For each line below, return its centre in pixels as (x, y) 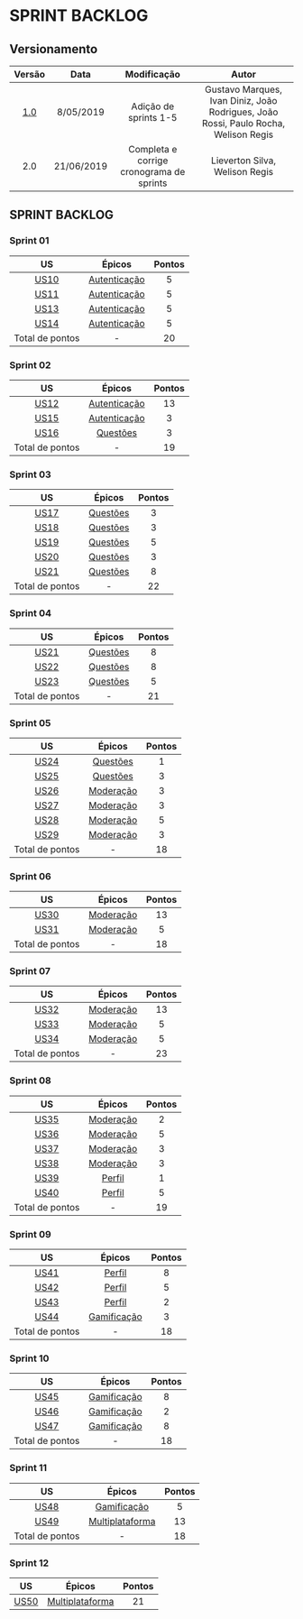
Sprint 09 (30, 1234)
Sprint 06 (30, 876)
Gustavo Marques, (243, 89)
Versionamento (54, 49)
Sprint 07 (30, 971)
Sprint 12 (29, 1563)
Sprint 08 (30, 1081)
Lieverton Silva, (243, 161)
